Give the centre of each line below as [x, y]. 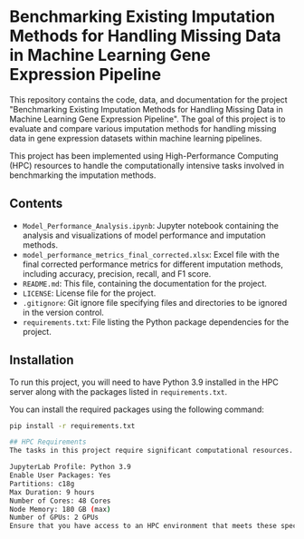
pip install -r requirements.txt [72, 426]
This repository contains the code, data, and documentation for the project [148, 99]
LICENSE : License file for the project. [89, 293]
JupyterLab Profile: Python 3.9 [70, 467]
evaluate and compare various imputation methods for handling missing [143, 128]
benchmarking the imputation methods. [83, 175]
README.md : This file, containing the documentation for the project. [144, 283]
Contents [36, 204]
